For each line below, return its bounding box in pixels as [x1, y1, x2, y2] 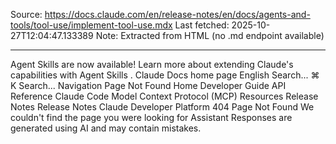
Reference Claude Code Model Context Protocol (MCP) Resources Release [10, 90, 319, 102]
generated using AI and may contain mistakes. [10, 122, 202, 134]
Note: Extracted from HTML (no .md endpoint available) [95, 30, 325, 41]
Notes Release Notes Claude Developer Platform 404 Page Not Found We [10, 101, 315, 113]
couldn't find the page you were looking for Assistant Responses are [10, 112, 293, 123]
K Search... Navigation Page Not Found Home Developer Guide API [10, 80, 287, 91]
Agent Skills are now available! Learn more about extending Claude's [10, 59, 294, 70]
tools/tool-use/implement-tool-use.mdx [10, 19, 173, 31]
